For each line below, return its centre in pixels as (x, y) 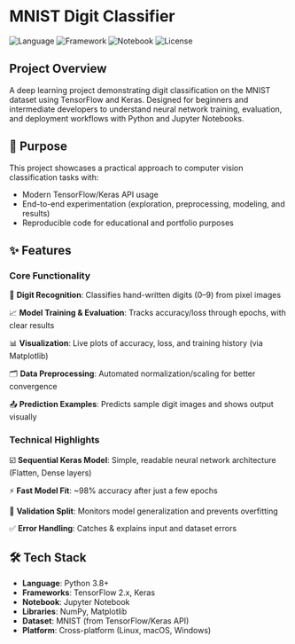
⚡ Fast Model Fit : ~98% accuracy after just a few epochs (114, 491)
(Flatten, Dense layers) (50, 473)
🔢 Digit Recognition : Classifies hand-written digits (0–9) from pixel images (145, 295)
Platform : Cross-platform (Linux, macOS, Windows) (116, 631)
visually (23, 417)
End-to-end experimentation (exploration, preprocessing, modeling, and (153, 204)
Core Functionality (50, 275)
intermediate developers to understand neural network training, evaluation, (146, 109)
